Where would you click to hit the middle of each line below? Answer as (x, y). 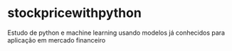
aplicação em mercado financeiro (57, 40)
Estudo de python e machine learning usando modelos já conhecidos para (116, 33)
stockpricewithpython (75, 13)
